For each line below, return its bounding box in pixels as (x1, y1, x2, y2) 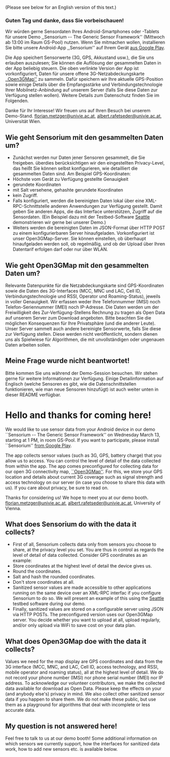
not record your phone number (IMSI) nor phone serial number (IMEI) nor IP (5, 675, 163, 681)
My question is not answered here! (5, 721, 118, 731)
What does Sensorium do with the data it (5, 520, 137, 529)
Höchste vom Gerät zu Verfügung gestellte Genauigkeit (12, 176, 128, 182)
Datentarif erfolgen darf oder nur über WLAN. (12, 246, 108, 253)
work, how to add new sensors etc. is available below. (5, 746, 118, 752)
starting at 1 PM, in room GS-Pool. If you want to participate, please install (5, 437, 159, 443)
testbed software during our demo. (12, 601, 86, 607)
